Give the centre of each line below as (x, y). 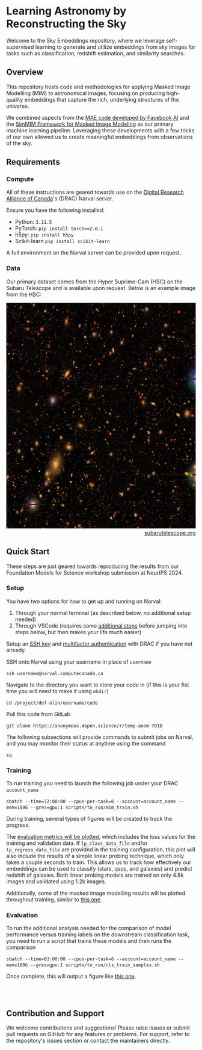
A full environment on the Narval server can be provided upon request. (94, 253)
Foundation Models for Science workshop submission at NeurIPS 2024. (95, 572)
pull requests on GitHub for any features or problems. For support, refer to (98, 1034)
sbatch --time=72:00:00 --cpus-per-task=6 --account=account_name (91, 801)
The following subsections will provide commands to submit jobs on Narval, (100, 737)
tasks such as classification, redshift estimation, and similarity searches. (96, 53)
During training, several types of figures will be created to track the (89, 819)
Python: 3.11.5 (33, 222)
